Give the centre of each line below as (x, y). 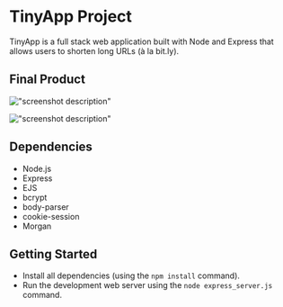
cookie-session (51, 216)
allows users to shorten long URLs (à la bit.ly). (94, 50)
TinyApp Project (71, 17)
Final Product (47, 80)
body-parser (45, 207)
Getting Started (53, 254)
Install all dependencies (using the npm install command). (131, 275)
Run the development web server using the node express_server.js (147, 285)
